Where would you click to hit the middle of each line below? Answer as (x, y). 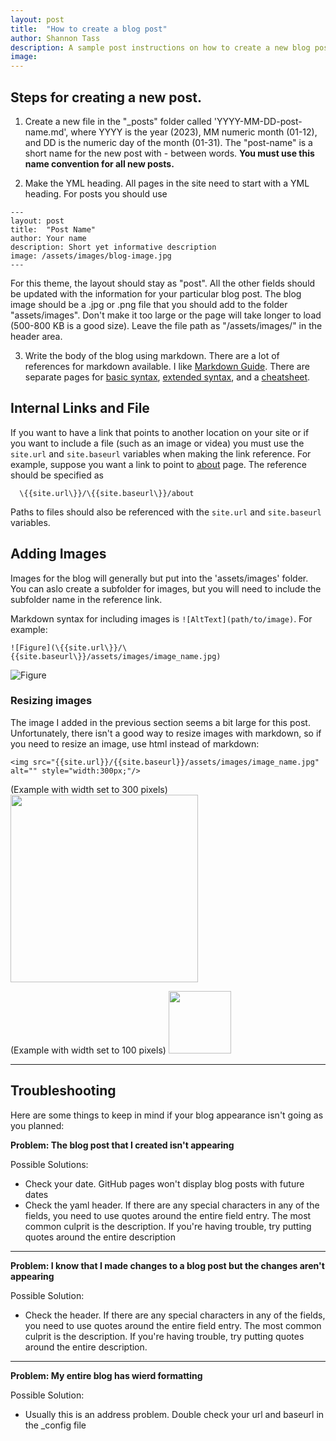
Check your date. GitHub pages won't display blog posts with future (164, 1183)
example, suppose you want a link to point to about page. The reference (158, 464)
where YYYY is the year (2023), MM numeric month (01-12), (194, 132)
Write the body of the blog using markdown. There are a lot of (152, 355)
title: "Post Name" (53, 229)
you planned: (37, 1125)
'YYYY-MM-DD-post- (258, 121)
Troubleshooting (63, 1091)
